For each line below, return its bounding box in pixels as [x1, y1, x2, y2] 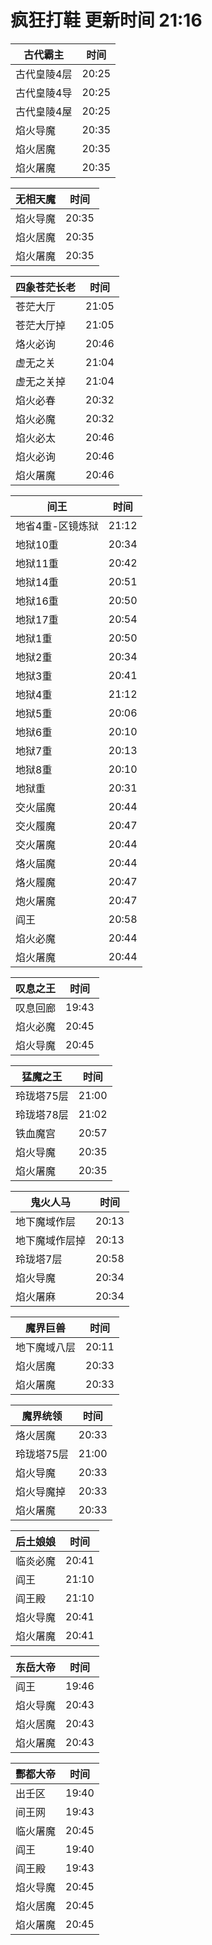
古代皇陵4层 [15, 67, 73, 81]
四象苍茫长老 [15, 280, 77, 294]
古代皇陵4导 [15, 86, 73, 100]
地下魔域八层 [15, 1340, 77, 1354]
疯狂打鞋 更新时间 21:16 [10, 9, 203, 32]
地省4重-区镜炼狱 [15, 519, 99, 533]
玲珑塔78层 [15, 1107, 69, 1121]
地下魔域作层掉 [15, 1233, 87, 1247]
